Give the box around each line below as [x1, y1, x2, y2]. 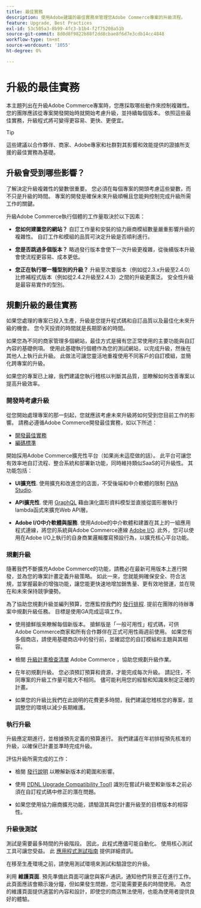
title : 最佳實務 [6, 8, 43, 15]
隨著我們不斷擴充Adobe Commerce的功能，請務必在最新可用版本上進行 [6, 565, 182, 572]
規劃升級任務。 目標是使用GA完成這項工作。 [16, 608, 126, 615]
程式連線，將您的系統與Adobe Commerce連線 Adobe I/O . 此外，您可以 [14, 526, 189, 534]
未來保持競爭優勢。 [16, 587, 64, 594]
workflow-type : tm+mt [6, 37, 60, 43]
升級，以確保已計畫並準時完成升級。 [6, 742, 96, 750]
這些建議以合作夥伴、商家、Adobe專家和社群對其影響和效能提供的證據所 [6, 141, 185, 148]
